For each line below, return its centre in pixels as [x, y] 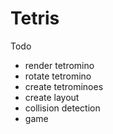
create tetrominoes [64, 86]
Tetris [35, 18]
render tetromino [59, 65]
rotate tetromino [58, 76]
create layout [52, 97]
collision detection [62, 108]
